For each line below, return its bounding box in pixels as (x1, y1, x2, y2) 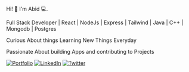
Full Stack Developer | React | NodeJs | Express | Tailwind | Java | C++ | (6, 19, 184, 26)
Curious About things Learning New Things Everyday (6, 37, 137, 44)
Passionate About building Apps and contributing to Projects (6, 48, 154, 55)
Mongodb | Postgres (6, 25, 57, 32)
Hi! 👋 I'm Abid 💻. (6, 5, 48, 12)
